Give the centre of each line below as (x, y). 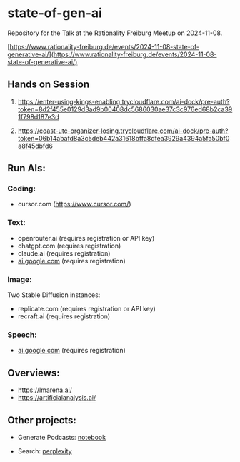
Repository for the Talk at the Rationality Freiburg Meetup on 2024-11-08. (115, 33)
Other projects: (42, 420)
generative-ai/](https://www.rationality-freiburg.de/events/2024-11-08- (112, 54)
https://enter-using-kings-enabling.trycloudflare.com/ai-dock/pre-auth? (124, 101)
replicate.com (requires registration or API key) (86, 309)
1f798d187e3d (38, 116)
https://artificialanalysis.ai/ (57, 398)
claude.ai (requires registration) (64, 253)
